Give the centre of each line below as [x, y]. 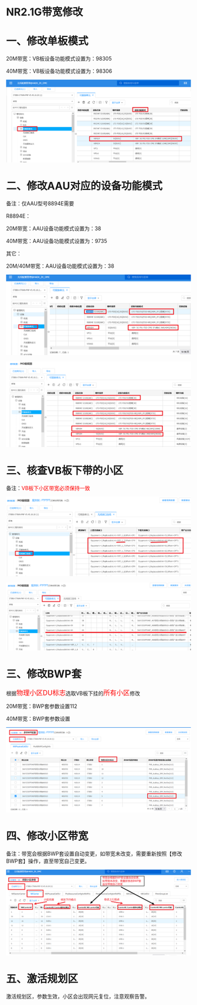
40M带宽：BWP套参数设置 [38, 718]
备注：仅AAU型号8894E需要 [40, 203]
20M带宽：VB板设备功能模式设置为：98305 [59, 59]
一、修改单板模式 [47, 41]
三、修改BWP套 [44, 674]
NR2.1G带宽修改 [45, 12]
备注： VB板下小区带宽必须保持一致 [48, 488]
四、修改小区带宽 [47, 836]
